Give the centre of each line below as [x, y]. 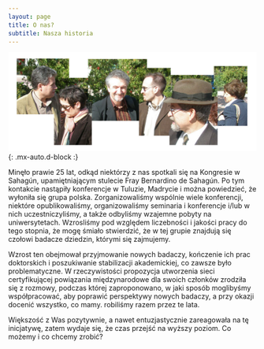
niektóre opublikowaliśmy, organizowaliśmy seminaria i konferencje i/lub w [129, 206]
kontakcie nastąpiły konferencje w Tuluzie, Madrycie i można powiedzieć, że [132, 188]
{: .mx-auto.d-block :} [43, 157]
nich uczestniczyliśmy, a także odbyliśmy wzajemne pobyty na [110, 213]
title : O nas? [32, 25]
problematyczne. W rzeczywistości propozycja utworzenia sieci [112, 271]
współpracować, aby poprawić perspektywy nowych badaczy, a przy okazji [131, 296]
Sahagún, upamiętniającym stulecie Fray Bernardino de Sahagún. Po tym [126, 180]
